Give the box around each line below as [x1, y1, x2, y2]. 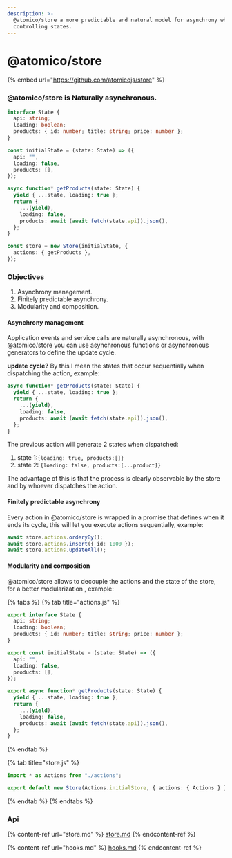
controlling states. [13, 23, 72, 30]
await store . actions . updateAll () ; [7, 546, 107, 554]
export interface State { [7, 611, 81, 618]
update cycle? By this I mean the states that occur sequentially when [7, 361, 204, 370]
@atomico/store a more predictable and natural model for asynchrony [13, 17, 217, 24]
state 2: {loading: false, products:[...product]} [17, 461, 161, 470]
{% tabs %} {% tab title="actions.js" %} [7, 598, 121, 606]
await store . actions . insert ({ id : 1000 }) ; [7, 540, 135, 547]
